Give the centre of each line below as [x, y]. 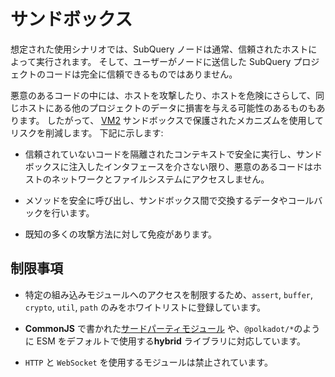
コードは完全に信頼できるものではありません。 [141, 74]
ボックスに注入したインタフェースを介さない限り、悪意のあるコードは [169, 166]
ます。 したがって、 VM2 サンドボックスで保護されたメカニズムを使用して [171, 120]
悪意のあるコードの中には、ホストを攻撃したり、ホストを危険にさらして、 [163, 95]
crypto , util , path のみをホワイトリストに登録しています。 [145, 307]
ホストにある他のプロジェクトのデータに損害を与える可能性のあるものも [167, 107]
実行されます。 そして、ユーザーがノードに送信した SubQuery [163, 61]
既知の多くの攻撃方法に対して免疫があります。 [120, 234]
